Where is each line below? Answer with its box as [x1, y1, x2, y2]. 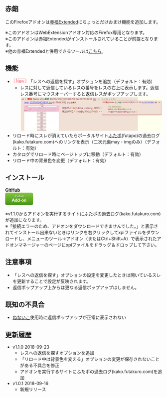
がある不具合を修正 [19, 363, 60, 369]
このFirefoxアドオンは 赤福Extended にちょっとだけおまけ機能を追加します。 [5, 19, 161, 25]
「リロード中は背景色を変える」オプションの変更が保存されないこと [19, 356, 160, 362]
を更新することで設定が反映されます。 [12, 278, 91, 284]
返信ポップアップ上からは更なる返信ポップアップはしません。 [12, 284, 140, 290]
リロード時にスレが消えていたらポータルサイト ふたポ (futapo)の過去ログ [12, 132, 161, 138]
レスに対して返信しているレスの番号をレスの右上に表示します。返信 [19, 84, 160, 91]
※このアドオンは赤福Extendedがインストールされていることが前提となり [5, 35, 154, 41]
